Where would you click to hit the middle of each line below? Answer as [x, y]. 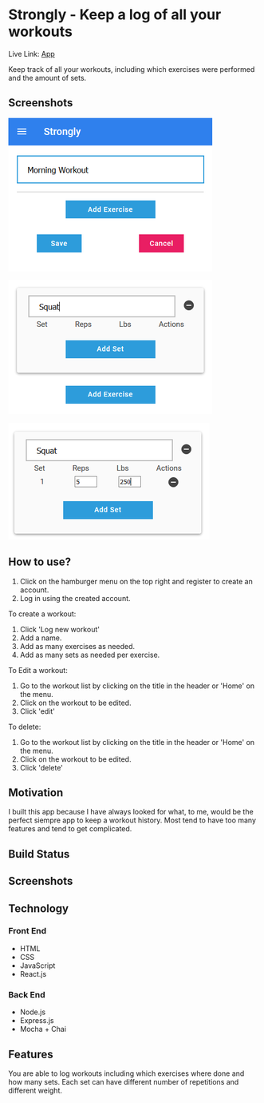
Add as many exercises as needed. [77, 646]
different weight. [35, 1090]
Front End [28, 931]
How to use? [40, 562]
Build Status [39, 854]
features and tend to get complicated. [70, 829]
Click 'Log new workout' [59, 629]
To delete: [25, 727]
